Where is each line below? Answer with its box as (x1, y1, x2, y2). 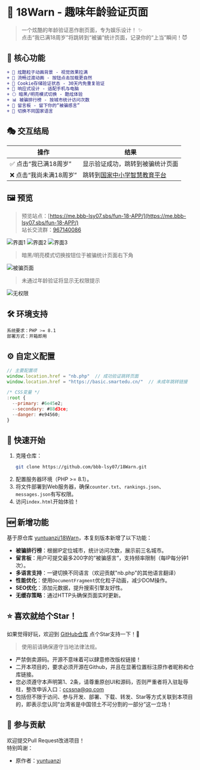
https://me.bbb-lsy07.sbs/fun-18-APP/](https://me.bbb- (49, 213, 187, 220)
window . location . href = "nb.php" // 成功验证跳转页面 (7, 373, 139, 379)
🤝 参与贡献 (7, 720, 45, 730)
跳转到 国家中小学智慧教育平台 (82, 171, 167, 179)
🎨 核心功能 (7, 53, 45, 63)
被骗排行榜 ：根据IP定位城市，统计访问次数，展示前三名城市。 (15, 547, 167, 554)
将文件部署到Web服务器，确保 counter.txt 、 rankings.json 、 (15, 483, 165, 490)
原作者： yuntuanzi (15, 757, 61, 764)
